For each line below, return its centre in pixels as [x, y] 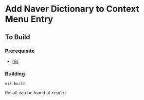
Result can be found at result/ [36, 93]
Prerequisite [20, 51]
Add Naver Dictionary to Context [72, 9]
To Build [18, 37]
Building [15, 73]
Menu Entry [29, 19]
